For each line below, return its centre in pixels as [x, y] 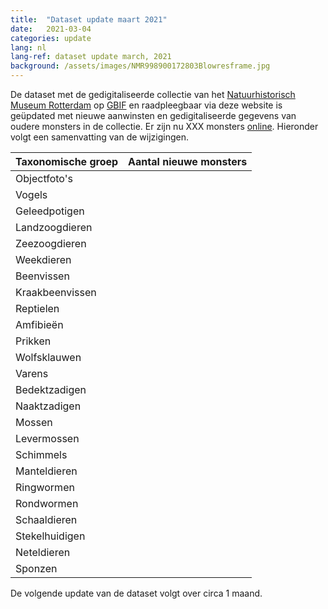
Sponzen [36, 568]
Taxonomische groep [67, 161]
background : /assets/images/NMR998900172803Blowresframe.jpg [140, 66]
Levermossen [47, 438]
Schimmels [41, 454]
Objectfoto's [44, 178]
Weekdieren [43, 259]
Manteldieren [46, 471]
